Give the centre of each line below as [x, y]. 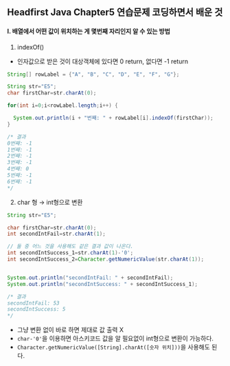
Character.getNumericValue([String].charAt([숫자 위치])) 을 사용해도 [114, 347]
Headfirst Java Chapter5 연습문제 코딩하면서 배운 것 [115, 12]
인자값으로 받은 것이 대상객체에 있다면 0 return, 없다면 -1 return [103, 61]
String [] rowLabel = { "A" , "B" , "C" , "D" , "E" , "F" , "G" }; [93, 74]
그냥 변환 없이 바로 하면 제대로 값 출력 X [70, 330]
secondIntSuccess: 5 [37, 309]
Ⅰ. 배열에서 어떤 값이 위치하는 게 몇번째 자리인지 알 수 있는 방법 [89, 31]
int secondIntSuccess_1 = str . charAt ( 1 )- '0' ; [70, 253]
